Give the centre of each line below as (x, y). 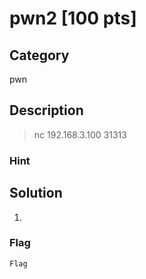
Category (39, 55)
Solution (36, 193)
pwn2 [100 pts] (73, 18)
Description (46, 110)
